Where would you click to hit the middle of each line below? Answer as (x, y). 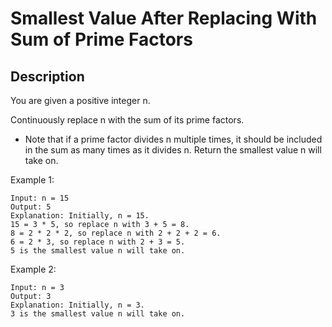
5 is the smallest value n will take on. (98, 251)
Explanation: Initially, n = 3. (77, 305)
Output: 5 (31, 207)
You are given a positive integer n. (80, 100)
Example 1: (32, 180)
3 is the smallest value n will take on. (98, 314)
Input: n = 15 (40, 198)
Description (47, 76)
